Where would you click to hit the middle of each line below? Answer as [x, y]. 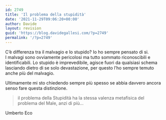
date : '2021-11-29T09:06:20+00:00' [42, 19]
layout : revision [23, 28]
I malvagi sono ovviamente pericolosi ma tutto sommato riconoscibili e [78, 57]
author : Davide [21, 24]
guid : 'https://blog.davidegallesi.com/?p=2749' [57, 33]
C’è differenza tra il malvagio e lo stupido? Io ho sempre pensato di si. [77, 52]
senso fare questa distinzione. [36, 88]
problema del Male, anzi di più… [50, 103]
